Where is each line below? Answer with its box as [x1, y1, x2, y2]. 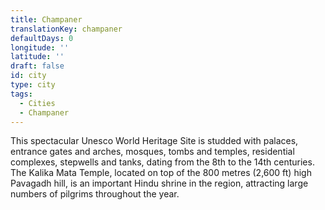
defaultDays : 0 [10, 33, 74, 43]
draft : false [10, 61, 65, 71]
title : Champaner [10, 14, 83, 25]
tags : [10, 89, 33, 99]
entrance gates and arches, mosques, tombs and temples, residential [10, 146, 295, 158]
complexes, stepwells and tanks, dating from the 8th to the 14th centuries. [10, 156, 315, 168]
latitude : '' [10, 52, 65, 62]
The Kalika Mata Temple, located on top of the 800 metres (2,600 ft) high [10, 167, 312, 179]
